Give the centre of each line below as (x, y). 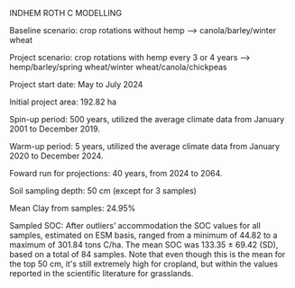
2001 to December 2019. (55, 129)
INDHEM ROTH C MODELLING (66, 13)
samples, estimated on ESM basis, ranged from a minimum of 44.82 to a (143, 235)
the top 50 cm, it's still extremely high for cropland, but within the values (143, 264)
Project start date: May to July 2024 (76, 84)
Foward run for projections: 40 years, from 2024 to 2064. (116, 173)
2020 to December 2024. (56, 156)
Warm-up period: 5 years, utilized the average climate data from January (145, 146)
